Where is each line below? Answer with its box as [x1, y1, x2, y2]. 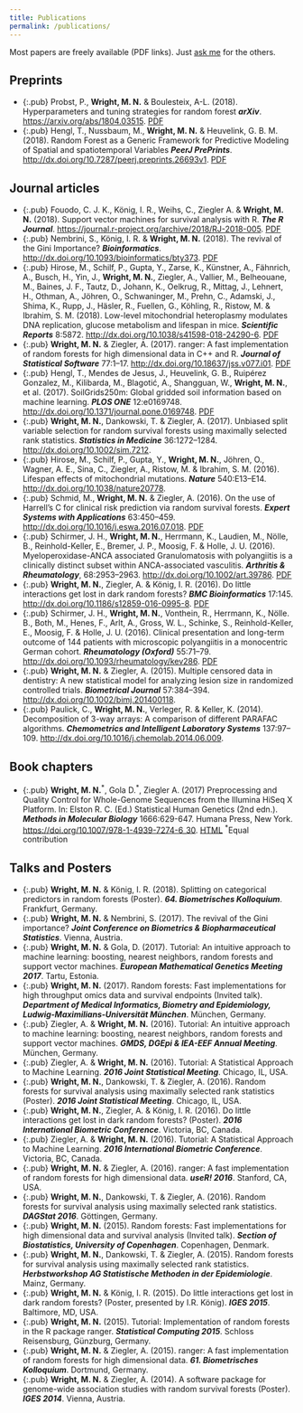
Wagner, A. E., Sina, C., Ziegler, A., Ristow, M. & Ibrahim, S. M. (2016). [22, 464, 280, 475]
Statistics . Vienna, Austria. [22, 932, 124, 943]
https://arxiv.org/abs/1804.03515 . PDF [22, 116, 164, 127]
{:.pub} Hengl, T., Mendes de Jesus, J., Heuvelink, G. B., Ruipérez [22, 368, 267, 379]
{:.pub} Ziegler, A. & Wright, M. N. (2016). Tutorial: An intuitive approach [22, 1019, 290, 1030]
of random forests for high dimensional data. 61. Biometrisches [22, 1355, 259, 1366]
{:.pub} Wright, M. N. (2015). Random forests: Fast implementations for [22, 1220, 287, 1231]
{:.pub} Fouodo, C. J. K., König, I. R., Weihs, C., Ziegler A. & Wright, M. [22, 204, 284, 215]
